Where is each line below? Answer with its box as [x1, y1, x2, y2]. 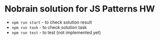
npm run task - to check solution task [11, 24, 87, 30]
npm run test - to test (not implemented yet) [11, 29, 101, 35]
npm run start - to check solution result [11, 19, 92, 25]
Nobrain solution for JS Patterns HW [4, 3, 155, 14]
